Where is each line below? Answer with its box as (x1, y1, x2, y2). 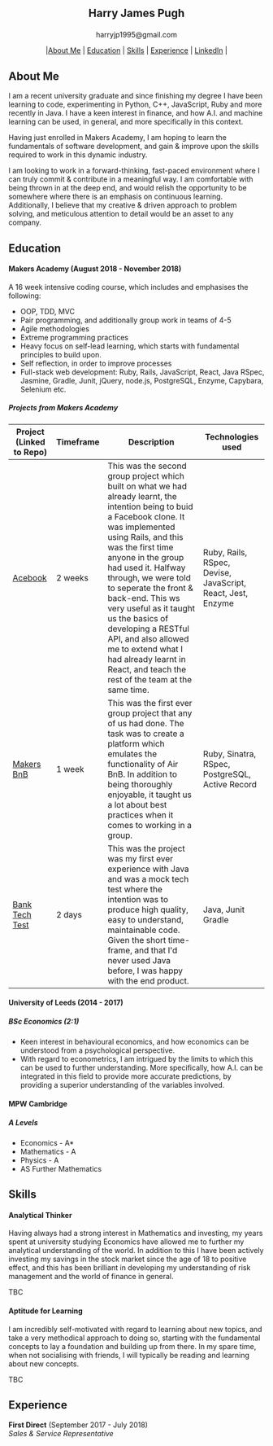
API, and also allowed (107, 633, 189, 644)
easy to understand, (107, 914, 184, 925)
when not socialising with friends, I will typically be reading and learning (8, 1350, 250, 1360)
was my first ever (107, 852, 173, 864)
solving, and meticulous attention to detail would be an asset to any (8, 209, 234, 219)
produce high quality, (107, 904, 189, 915)
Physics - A (19, 1155, 59, 1165)
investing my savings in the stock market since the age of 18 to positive (8, 1254, 247, 1264)
